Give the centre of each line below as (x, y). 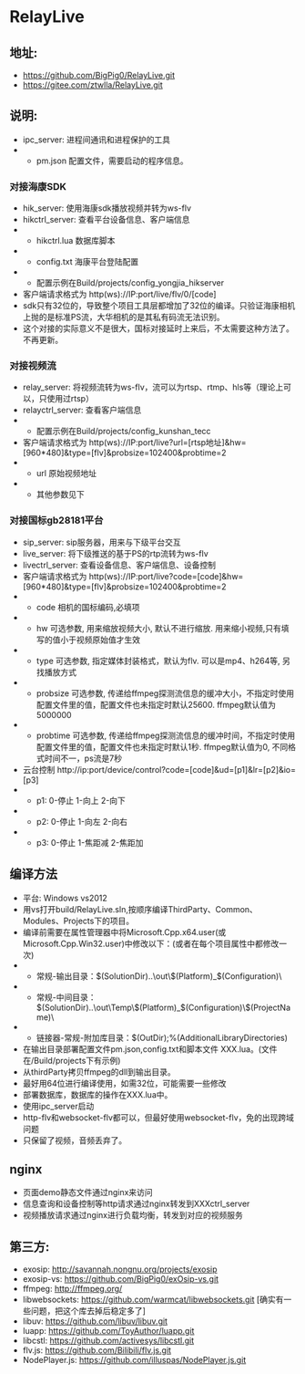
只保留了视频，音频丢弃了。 (75, 1140)
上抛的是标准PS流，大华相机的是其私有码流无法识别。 (123, 317)
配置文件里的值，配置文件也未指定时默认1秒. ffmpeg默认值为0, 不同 (162, 746)
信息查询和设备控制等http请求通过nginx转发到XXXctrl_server (136, 1204)
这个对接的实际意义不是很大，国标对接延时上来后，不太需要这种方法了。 (158, 328)
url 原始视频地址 (66, 474)
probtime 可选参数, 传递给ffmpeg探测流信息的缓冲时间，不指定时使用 (166, 735)
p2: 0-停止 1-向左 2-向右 (81, 821)
